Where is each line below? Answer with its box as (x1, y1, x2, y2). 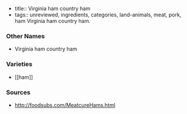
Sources (6, 88, 31, 96)
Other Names (6, 32, 45, 40)
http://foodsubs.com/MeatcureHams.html (14, 101, 116, 108)
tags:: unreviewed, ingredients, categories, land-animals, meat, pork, (14, 11, 182, 18)
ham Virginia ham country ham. (14, 18, 91, 24)
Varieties (6, 60, 32, 68)
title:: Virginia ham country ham (14, 5, 91, 12)
